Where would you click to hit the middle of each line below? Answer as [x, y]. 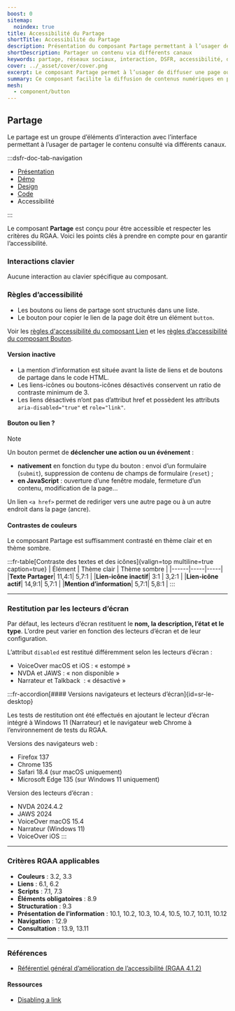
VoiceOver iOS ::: [42, 836]
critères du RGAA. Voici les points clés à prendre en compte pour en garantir [117, 236]
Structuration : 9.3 [44, 906]
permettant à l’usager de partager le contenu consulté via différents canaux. [117, 144]
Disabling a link [39, 1000]
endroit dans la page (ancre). [49, 509]
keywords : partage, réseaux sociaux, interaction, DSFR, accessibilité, [115, 59]
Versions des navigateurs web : [52, 744]
